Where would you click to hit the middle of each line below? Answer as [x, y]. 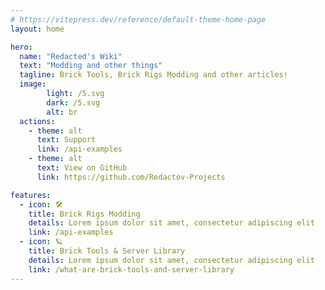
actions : [37, 121]
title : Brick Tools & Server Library [107, 251]
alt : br [62, 112]
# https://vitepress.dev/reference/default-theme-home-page [138, 19]
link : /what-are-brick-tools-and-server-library [131, 269]
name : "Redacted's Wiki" [71, 56]
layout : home [37, 29]
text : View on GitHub [82, 168]
